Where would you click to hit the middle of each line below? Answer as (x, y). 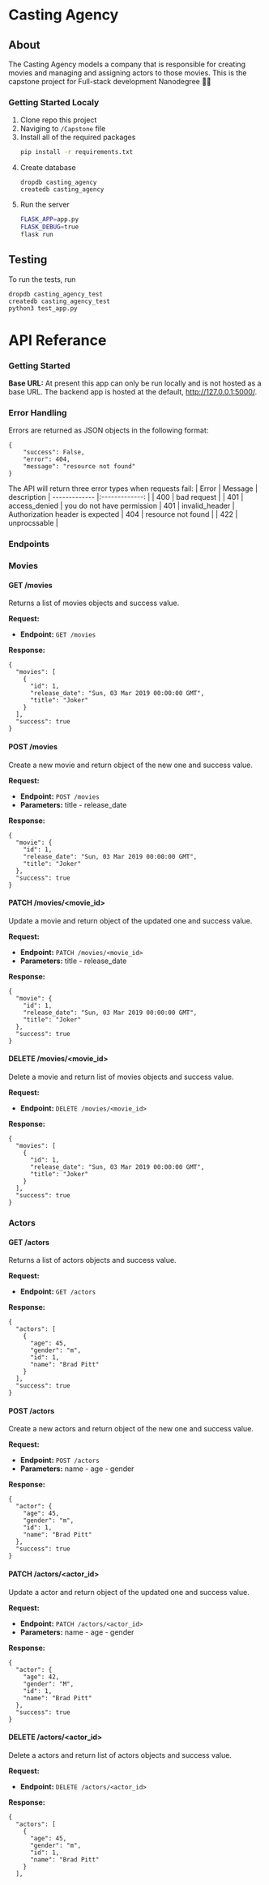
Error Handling (38, 413)
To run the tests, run (42, 279)
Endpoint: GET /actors (58, 1292)
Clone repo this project (58, 120)
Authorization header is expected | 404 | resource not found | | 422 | (123, 514)
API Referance (58, 340)
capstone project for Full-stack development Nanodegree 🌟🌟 (110, 81)
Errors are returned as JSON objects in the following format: (109, 430)
